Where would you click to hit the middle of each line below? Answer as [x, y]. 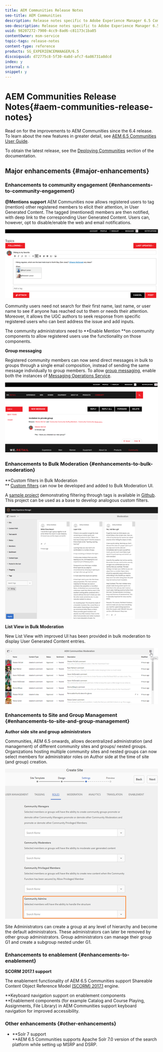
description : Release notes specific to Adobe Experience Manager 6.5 [78, 20]
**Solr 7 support [29, 1034]
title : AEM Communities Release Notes [44, 10]
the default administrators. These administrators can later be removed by [78, 932]
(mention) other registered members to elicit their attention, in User [72, 207]
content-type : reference [30, 46]
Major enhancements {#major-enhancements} [77, 171]
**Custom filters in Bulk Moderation [41, 480]
